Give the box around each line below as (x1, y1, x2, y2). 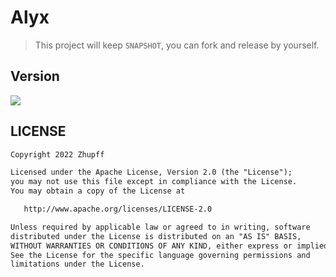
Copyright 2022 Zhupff (10, 149, 105, 160)
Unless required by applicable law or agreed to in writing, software (10, 222, 311, 232)
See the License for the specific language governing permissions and (10, 250, 311, 260)
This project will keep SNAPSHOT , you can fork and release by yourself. (34, 39, 320, 51)
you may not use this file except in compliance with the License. (10, 177, 298, 187)
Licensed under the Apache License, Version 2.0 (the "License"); (10, 167, 293, 178)
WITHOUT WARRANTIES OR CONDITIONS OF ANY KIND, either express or (10, 241, 293, 251)
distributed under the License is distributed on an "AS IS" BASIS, (10, 231, 302, 241)
